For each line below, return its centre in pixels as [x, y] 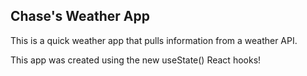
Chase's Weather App [80, 16]
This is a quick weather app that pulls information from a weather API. [154, 40]
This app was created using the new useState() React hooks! [136, 60]
